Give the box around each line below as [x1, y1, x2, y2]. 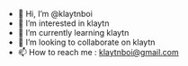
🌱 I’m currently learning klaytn [17, 28, 130, 37]
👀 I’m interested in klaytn [17, 18, 110, 29]
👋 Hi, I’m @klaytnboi [17, 9, 93, 19]
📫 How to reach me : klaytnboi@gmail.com [17, 47, 179, 57]
